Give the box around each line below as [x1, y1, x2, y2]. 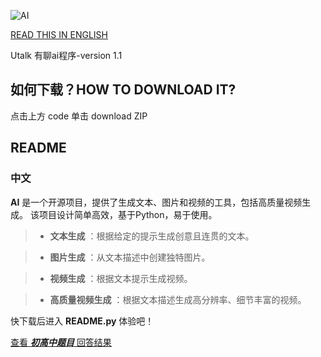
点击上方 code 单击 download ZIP [10, 110, 148, 122]
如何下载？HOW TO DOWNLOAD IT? [10, 81, 237, 99]
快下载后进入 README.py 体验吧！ [10, 315, 155, 327]
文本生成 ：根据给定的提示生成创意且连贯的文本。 [49, 230, 255, 242]
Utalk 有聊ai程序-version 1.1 [10, 50, 123, 61]
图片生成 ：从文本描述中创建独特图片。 [49, 251, 211, 263]
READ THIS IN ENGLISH [10, 29, 108, 40]
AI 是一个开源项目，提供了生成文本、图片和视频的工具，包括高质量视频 [10, 196, 303, 208]
